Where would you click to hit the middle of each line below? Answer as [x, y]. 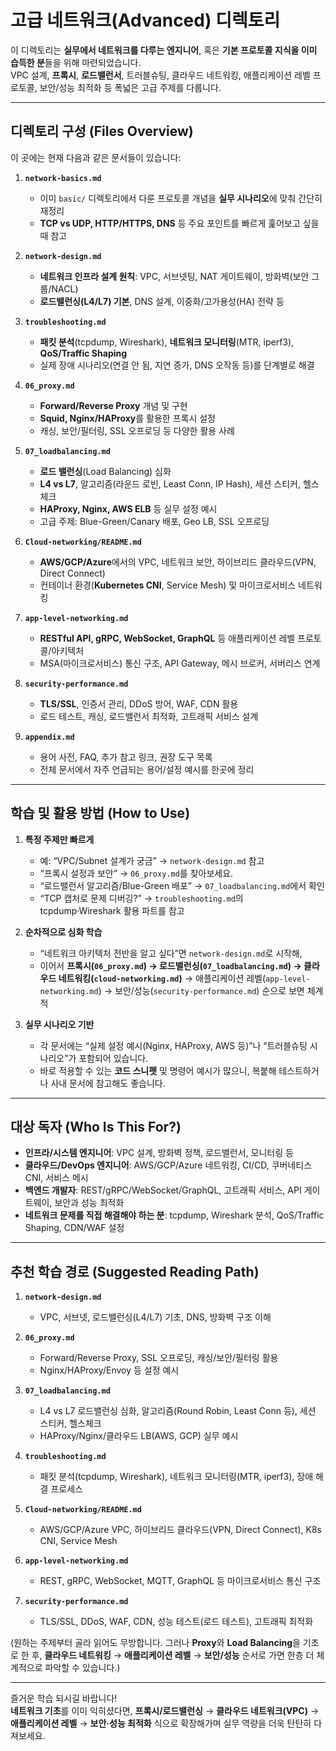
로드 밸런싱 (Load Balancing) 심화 [105, 471]
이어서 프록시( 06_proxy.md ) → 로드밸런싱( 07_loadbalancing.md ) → [170, 965]
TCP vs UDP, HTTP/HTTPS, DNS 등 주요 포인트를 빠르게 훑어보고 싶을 [179, 223]
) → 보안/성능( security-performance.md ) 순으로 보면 [201, 990]
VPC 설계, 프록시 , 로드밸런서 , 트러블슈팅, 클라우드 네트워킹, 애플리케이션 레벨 [160, 75]
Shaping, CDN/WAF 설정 [74, 1228]
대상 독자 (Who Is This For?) [96, 1126]
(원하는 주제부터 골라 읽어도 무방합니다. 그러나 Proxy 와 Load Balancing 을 [155, 1643]
